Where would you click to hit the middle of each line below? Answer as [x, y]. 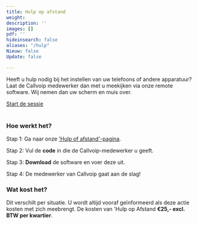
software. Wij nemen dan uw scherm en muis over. [69, 92]
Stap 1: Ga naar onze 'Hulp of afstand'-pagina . [64, 139]
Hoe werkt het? [29, 125]
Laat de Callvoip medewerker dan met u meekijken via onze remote [90, 86]
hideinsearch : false [32, 40]
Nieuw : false [23, 51]
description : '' [26, 23]
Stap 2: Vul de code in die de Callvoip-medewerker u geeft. [80, 150]
